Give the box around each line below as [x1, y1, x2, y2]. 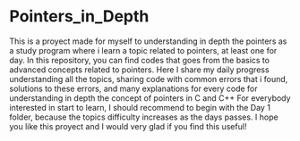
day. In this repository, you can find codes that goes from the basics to [9, 54, 270, 65]
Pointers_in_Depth [9, 6, 150, 27]
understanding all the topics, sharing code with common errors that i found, [9, 73, 288, 84]
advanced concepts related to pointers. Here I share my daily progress [9, 64, 270, 75]
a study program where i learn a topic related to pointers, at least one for [9, 45, 278, 55]
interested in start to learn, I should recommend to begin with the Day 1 [9, 102, 271, 112]
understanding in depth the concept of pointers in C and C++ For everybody [9, 92, 291, 104]
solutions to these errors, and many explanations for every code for [9, 83, 258, 94]
